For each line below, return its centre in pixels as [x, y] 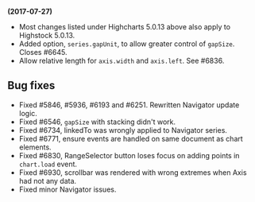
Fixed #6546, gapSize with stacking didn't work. [97, 122]
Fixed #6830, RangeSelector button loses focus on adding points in [129, 155]
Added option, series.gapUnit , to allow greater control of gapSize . [127, 44]
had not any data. [48, 181]
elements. [35, 147]
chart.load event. [48, 164]
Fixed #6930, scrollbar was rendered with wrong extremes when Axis [133, 172]
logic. [28, 113]
